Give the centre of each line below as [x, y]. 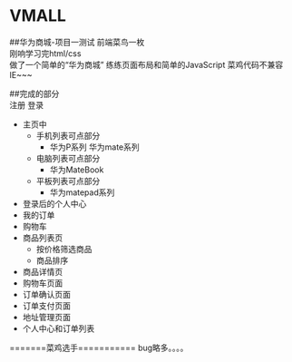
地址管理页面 [46, 317]
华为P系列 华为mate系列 [94, 147]
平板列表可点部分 [68, 181]
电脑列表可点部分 [68, 158]
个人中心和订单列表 [58, 328]
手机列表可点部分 [68, 135]
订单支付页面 [46, 306]
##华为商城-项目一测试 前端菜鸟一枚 [77, 42]
